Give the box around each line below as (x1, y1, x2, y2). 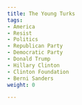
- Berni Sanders (7, 74, 54, 82)
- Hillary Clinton (7, 62, 60, 69)
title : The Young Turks (7, 10, 76, 17)
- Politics (7, 36, 39, 43)
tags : (7, 17, 23, 24)
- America (7, 23, 36, 30)
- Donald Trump (7, 56, 51, 63)
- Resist (7, 29, 32, 37)
